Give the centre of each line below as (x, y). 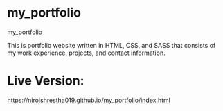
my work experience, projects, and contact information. (86, 53)
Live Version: (46, 81)
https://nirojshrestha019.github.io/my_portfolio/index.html (89, 100)
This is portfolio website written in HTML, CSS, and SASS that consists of (111, 45)
